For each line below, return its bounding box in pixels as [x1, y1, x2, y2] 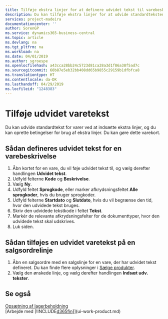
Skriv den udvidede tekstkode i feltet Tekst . [12, 208, 103, 214]
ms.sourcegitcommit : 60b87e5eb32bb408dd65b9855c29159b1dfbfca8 [5, 68, 140, 73]
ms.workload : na [5, 49, 39, 54]
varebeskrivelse [5, 152, 56, 160]
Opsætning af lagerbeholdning [5, 303, 68, 309]
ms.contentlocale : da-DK [5, 77, 57, 82]
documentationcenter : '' [5, 21, 57, 26]
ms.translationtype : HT [5, 72, 55, 77]
